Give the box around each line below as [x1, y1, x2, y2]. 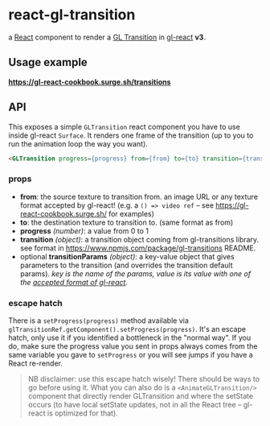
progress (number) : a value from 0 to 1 [19, 225, 149, 235]
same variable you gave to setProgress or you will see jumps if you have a [8, 350, 253, 360]
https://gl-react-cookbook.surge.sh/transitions [8, 77, 171, 86]
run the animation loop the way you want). [8, 139, 149, 148]
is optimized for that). [47, 408, 118, 418]
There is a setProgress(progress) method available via [8, 316, 189, 325]
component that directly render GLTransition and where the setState [27, 391, 254, 401]
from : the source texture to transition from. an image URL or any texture [19, 192, 259, 201]
